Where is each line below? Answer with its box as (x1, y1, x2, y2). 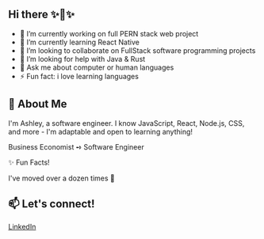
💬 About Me (8, 97, 67, 111)
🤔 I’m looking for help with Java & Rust (19, 54, 146, 63)
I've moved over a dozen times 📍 (8, 173, 115, 183)
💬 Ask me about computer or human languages (19, 63, 174, 72)
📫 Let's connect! (8, 197, 95, 211)
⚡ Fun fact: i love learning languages (19, 71, 139, 81)
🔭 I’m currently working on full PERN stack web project (19, 28, 199, 38)
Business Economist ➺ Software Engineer (8, 142, 144, 151)
